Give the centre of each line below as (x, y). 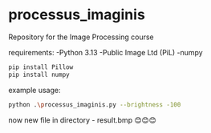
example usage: (34, 90)
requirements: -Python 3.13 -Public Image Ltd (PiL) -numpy (105, 52)
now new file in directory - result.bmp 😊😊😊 (82, 120)
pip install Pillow (41, 67)
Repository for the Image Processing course (81, 37)
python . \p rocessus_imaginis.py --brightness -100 (95, 105)
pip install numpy (39, 75)
